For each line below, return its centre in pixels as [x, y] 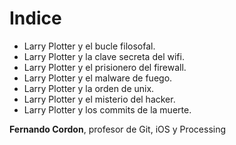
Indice [35, 18]
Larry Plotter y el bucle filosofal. [89, 46]
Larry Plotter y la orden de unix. [89, 88]
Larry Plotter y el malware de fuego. [98, 78]
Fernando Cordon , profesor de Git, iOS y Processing [118, 129]
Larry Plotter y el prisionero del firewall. [105, 67]
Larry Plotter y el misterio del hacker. [99, 99]
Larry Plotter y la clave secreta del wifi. [104, 56]
